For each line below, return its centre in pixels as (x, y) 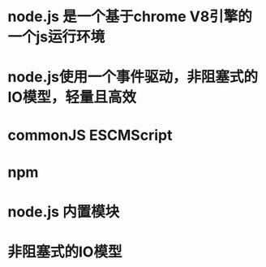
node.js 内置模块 (64, 211)
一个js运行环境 (56, 37)
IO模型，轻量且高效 (72, 97)
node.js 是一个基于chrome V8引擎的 (130, 17)
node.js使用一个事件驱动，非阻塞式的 (133, 77)
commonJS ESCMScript (90, 135)
